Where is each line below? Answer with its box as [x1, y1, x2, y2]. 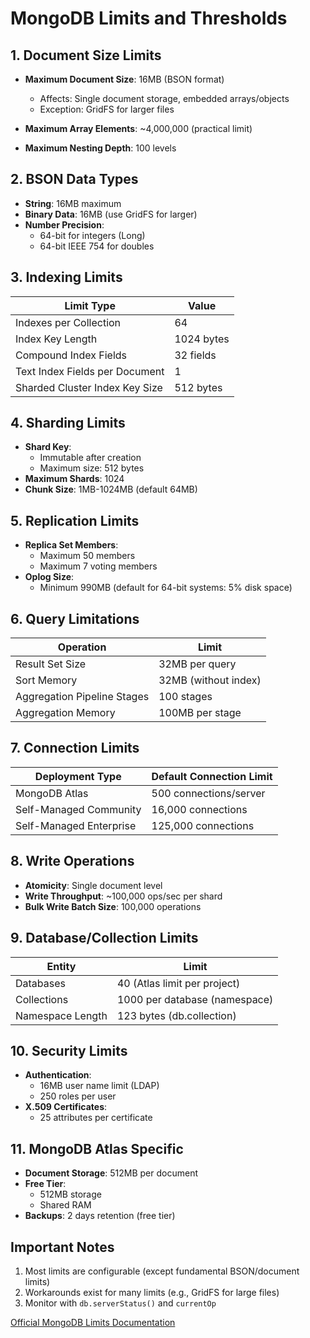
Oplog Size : [24, 571, 75, 583]
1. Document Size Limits [10, 47, 162, 64]
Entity [46, 959, 77, 973]
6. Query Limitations [10, 610, 140, 627]
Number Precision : [24, 218, 105, 231]
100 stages [158, 690, 213, 704]
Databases [15, 976, 66, 990]
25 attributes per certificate [39, 1112, 153, 1124]
